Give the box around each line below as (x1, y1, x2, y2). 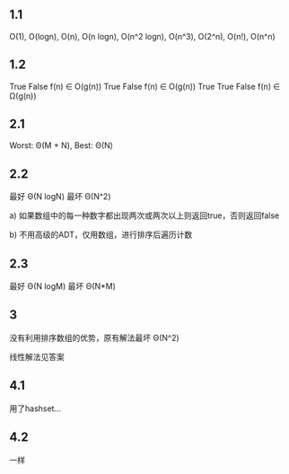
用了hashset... (9, 403, 62, 414)
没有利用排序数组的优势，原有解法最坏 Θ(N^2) (9, 332, 180, 343)
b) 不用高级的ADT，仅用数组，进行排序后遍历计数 (9, 229, 193, 241)
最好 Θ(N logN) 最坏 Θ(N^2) (9, 191, 111, 202)
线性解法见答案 (9, 351, 65, 362)
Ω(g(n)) (9, 90, 38, 101)
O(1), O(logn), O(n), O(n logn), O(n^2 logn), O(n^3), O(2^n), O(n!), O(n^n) (9, 31, 276, 41)
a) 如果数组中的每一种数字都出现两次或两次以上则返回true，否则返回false (9, 210, 280, 221)
